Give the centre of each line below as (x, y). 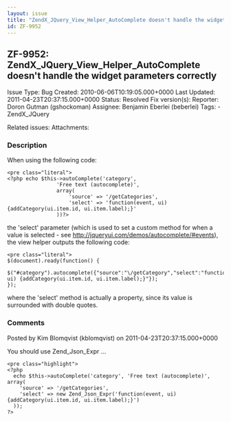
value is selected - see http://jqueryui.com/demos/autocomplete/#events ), (113, 235)
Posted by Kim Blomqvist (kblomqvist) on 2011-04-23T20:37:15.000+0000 (113, 338)
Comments (26, 323)
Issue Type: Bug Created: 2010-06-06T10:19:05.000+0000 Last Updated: (111, 92)
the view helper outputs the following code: (69, 242)
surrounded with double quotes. (53, 305)
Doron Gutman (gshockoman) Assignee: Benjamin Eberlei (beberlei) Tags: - (114, 107)
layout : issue (27, 13)
